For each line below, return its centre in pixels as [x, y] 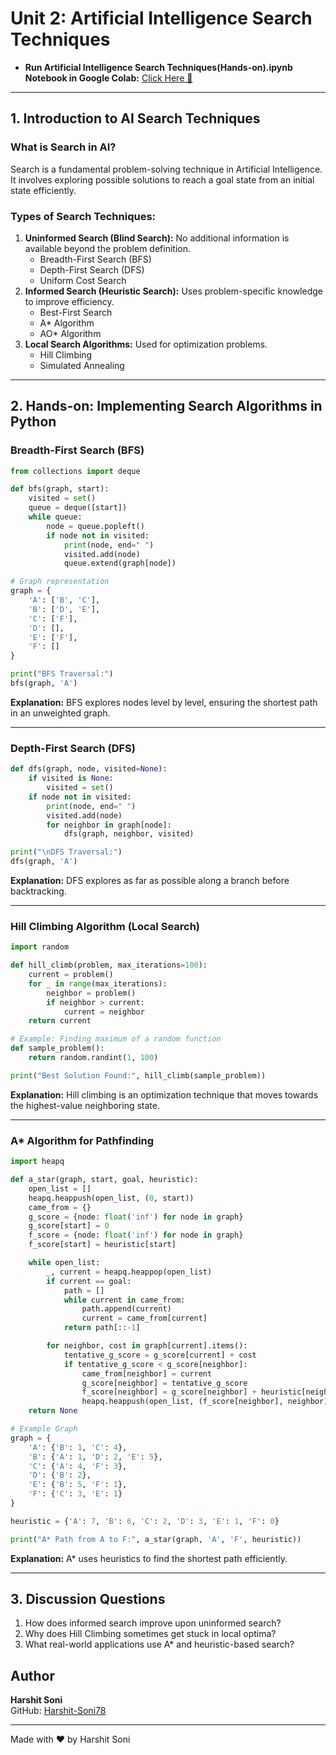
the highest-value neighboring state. [85, 1105]
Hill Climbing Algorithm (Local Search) [105, 926]
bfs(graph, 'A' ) [44, 683]
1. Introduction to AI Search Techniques [135, 118]
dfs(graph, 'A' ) [44, 862]
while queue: [55, 517]
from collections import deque [75, 471]
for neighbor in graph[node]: [109, 825]
